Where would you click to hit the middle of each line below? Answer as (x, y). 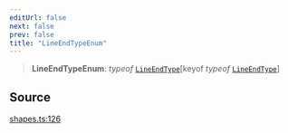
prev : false (32, 34)
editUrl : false (38, 18)
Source (30, 97)
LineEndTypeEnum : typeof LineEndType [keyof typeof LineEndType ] (156, 69)
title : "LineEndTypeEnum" (58, 43)
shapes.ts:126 (35, 119)
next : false (32, 26)
